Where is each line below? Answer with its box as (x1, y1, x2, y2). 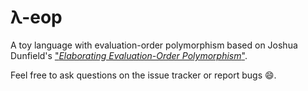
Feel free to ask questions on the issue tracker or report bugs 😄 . (10, 69, 277, 81)
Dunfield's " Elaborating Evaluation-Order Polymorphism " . (10, 49, 248, 61)
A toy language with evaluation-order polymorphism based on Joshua (10, 39, 298, 51)
